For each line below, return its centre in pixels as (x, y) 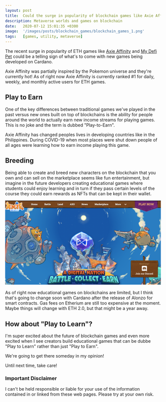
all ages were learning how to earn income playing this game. (67, 145)
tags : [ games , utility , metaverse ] (44, 37)
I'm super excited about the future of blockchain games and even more (77, 336)
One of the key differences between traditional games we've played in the (80, 109)
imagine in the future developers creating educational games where (74, 183)
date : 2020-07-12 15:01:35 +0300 (42, 26)
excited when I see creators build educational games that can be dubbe (78, 341)
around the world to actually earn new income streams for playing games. (80, 120)
